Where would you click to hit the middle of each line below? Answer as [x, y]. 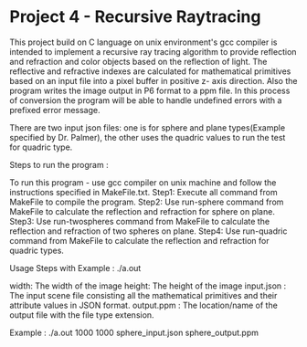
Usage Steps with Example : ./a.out [75, 268]
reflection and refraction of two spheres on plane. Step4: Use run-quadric [148, 231]
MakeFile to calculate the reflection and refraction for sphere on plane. [143, 211]
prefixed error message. [55, 110]
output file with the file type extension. [82, 315]
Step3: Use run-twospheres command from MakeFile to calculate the [140, 221]
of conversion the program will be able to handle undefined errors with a [146, 100]
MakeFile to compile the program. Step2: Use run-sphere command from [147, 202]
